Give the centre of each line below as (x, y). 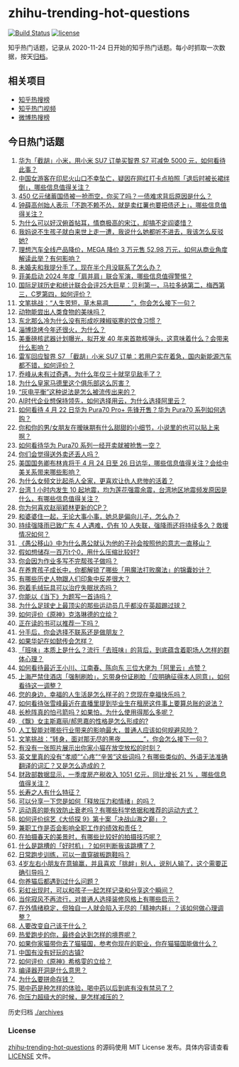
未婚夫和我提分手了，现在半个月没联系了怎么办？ (90, 267)
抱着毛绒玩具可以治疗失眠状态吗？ (68, 587)
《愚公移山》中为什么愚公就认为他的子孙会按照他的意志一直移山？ (115, 543)
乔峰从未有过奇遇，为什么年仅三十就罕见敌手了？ (90, 374)
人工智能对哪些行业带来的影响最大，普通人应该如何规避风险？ (109, 730)
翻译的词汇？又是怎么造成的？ (62, 765)
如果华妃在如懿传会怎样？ (56, 641)
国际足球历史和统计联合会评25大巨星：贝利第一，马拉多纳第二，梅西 (118, 285)
